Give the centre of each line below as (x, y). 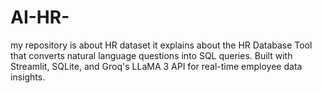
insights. (28, 77)
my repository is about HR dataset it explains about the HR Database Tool (161, 45)
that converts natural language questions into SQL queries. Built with (151, 55)
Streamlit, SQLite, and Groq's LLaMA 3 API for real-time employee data (156, 66)
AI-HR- (40, 17)
